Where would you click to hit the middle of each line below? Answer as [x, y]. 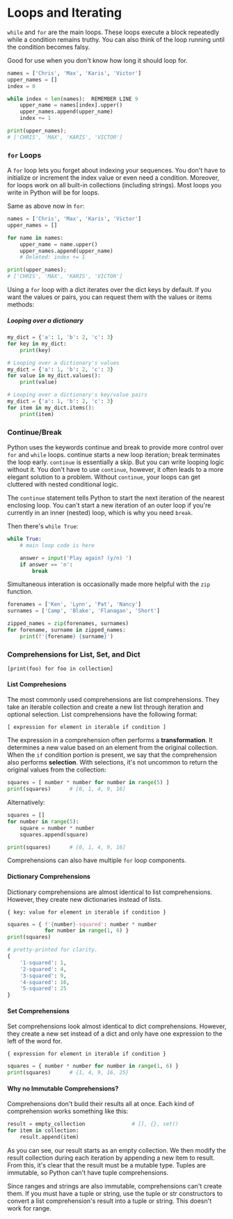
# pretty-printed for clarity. [53, 950]
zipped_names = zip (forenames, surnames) [68, 624]
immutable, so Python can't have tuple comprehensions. [88, 1172]
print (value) [39, 382]
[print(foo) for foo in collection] [60, 669]
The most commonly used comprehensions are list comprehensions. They [113, 700]
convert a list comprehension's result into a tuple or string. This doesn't [110, 1201]
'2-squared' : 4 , [43, 969]
